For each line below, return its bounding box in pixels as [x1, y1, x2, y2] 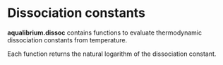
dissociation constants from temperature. [7, 35, 128, 44]
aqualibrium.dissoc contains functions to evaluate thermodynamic [7, 28, 203, 37]
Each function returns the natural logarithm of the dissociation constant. [7, 49, 217, 58]
